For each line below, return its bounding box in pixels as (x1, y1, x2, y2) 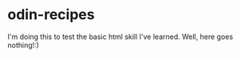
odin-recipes (7, 6, 95, 24)
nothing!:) (7, 40, 39, 49)
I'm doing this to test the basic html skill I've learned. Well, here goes (7, 32, 233, 41)
